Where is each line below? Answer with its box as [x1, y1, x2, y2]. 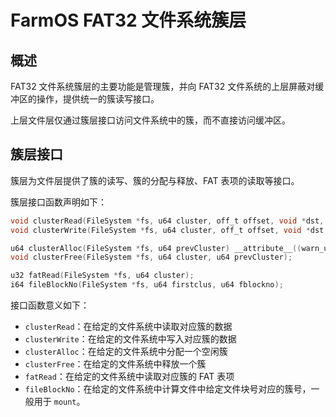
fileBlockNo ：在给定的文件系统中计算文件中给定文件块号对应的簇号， [24, 383, 312, 395]
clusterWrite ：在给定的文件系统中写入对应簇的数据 [24, 333, 237, 345]
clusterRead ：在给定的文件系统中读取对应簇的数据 [24, 321, 233, 333]
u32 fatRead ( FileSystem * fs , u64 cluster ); [10, 271, 195, 281]
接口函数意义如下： [10, 299, 90, 311]
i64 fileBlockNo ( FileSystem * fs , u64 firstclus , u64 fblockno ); [10, 280, 284, 290]
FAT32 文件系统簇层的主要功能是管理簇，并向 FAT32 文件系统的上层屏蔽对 [10, 81, 316, 92]
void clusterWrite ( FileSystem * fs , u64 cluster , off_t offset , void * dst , [10, 225, 329, 235]
